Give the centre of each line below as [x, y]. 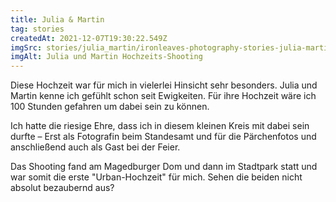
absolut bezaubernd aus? [62, 188]
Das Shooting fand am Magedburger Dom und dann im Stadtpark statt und [164, 167]
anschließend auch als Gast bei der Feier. [95, 147]
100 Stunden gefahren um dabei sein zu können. [110, 107]
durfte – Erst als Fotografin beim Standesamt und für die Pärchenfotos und [163, 137]
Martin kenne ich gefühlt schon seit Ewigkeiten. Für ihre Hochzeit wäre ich [163, 96]
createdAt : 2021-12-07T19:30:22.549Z [89, 38]
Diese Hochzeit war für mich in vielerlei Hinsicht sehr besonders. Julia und [164, 85]
